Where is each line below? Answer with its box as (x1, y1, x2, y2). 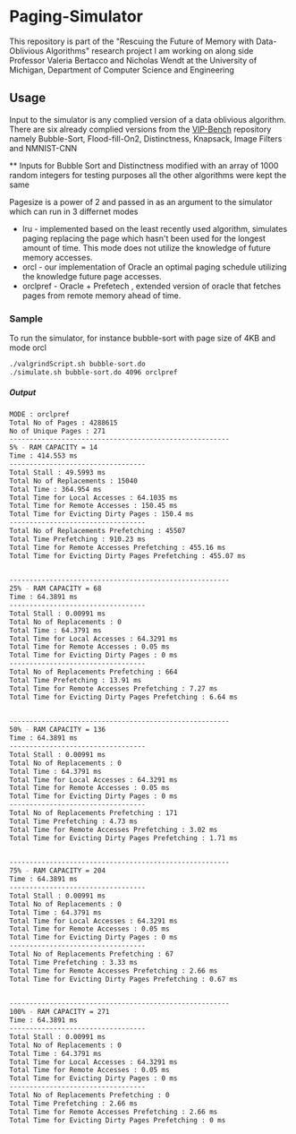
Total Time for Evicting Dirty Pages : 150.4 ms (9, 510, 194, 519)
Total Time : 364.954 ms (9, 485, 102, 494)
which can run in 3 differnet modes (9, 206, 139, 217)
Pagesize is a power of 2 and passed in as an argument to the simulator (9, 196, 273, 207)
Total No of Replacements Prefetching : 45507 (9, 527, 186, 536)
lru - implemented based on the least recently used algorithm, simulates (21, 223, 288, 234)
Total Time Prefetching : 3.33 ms (9, 958, 139, 966)
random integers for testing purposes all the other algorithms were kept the (9, 169, 287, 180)
